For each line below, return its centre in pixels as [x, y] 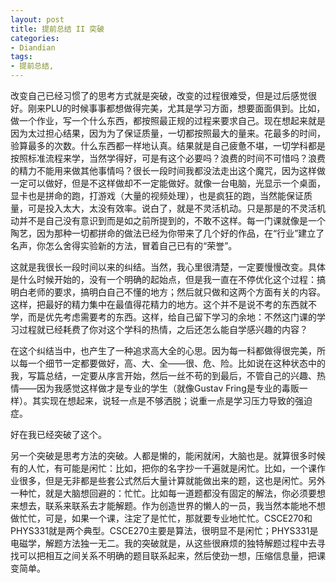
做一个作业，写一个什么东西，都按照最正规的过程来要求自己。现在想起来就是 [168, 120]
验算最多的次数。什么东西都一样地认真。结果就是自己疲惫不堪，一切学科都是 [168, 145]
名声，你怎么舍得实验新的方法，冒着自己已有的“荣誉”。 [124, 245]
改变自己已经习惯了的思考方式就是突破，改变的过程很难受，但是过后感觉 [159, 95]
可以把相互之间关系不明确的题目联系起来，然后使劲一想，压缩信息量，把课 [172, 555]
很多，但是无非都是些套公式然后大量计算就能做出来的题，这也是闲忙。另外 [172, 480]
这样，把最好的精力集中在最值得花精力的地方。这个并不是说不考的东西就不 [163, 304]
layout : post [37, 19]
